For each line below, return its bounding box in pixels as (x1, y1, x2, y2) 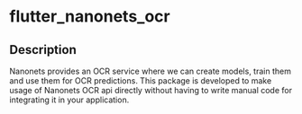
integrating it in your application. (9, 94, 130, 105)
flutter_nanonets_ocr (9, 6, 170, 27)
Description (9, 42, 77, 57)
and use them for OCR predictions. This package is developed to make (9, 75, 272, 86)
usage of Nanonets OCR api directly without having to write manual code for (9, 85, 293, 95)
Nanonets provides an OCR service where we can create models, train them (9, 66, 291, 76)
